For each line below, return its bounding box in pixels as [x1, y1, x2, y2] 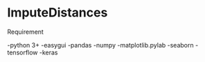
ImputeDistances [7, 5, 108, 21]
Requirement [7, 28, 44, 36]
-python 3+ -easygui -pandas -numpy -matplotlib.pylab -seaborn [7, 41, 194, 49]
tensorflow [7, 48, 38, 56]
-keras [39, 48, 58, 56]
